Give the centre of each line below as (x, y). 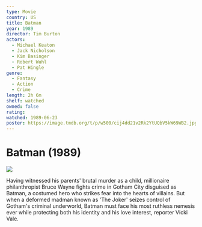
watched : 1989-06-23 (32, 117)
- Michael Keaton (33, 46)
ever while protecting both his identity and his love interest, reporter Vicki (97, 213)
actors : (16, 40)
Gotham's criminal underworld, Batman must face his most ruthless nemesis (101, 206)
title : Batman (24, 23)
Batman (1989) (44, 153)
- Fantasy (24, 78)
